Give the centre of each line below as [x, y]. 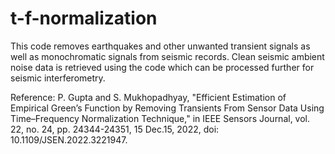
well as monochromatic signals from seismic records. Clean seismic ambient [167, 56]
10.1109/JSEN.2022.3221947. [69, 139]
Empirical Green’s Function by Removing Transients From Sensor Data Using [167, 108]
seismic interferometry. [58, 78]
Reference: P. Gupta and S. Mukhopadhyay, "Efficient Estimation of [148, 97]
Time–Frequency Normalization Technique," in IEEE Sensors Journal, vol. [160, 118]
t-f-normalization [84, 18]
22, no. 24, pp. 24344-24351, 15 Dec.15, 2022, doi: [115, 129]
